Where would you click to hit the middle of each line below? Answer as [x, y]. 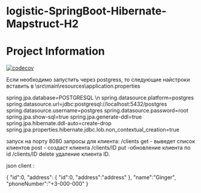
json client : [20, 166]
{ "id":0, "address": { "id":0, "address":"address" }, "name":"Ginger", [91, 177]
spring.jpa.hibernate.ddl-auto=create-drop [59, 123]
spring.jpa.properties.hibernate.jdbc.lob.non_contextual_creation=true [93, 130]
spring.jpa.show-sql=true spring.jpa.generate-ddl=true [74, 117]
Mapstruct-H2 [43, 24]
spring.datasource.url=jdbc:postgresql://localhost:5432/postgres [87, 104]
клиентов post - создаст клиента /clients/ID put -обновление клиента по [98, 148]
